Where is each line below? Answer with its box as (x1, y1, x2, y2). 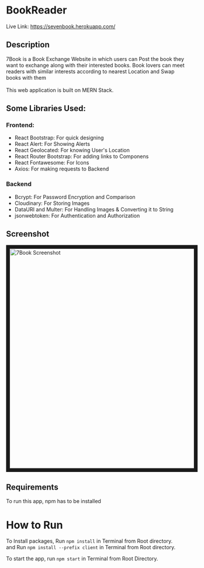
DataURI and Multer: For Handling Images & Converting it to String (14, 206, 174, 213)
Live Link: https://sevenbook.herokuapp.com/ (6, 23, 116, 30)
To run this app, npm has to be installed (6, 498, 101, 505)
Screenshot (6, 229, 50, 239)
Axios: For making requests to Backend (14, 165, 109, 173)
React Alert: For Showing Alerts (14, 141, 91, 148)
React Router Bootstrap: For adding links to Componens (14, 153, 149, 160)
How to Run (6, 518, 63, 532)
